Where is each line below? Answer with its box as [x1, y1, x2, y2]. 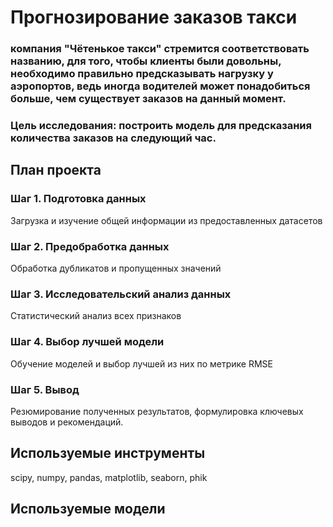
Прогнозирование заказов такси [10, 6, 298, 29]
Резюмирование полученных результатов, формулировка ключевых [10, 405, 304, 417]
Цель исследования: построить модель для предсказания [10, 119, 312, 133]
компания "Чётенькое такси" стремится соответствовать [10, 42, 310, 56]
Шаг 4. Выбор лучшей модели [10, 335, 165, 349]
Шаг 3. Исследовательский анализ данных [10, 287, 232, 301]
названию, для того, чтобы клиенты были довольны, [10, 54, 282, 68]
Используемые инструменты [10, 445, 206, 462]
